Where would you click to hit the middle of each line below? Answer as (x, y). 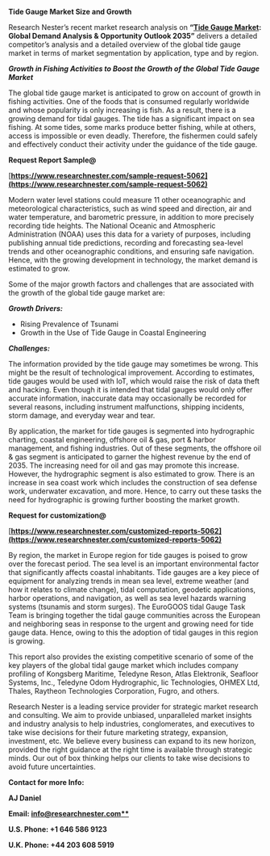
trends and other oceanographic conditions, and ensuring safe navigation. (131, 251)
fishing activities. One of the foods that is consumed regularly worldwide (129, 101)
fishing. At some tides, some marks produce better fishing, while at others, (132, 127)
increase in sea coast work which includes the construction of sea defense (133, 483)
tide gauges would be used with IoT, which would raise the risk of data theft (134, 381)
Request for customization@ (57, 515)
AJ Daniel (25, 798)
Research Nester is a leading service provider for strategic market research (133, 707)
